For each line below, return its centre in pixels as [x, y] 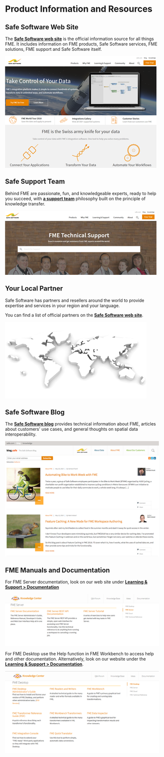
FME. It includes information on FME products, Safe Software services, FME [81, 44]
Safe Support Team [35, 182]
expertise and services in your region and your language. [62, 305]
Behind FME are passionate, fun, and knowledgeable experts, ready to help [81, 193]
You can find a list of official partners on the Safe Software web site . [74, 315]
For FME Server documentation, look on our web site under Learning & [76, 582]
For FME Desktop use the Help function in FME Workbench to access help [80, 653]
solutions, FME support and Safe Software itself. [53, 49]
